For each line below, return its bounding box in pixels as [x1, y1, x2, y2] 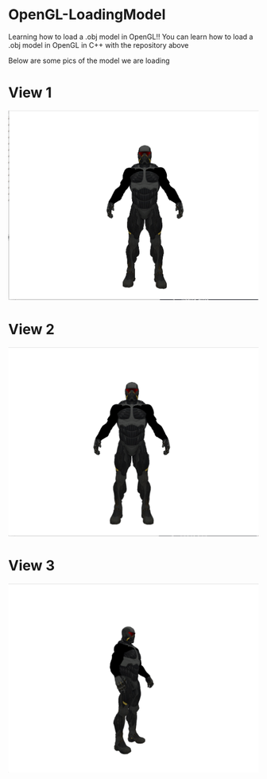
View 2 [8, 321, 55, 339]
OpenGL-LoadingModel [8, 6, 166, 24]
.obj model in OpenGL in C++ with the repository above [8, 40, 189, 49]
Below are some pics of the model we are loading [8, 56, 170, 65]
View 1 [8, 84, 52, 102]
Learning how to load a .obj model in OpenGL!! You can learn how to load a [8, 32, 253, 41]
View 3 [8, 556, 56, 575]
